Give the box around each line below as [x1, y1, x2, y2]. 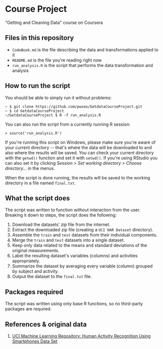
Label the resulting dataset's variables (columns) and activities [12, 253, 138, 259]
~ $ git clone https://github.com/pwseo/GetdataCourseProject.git [5, 104, 143, 109]
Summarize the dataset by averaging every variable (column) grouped [12, 263, 153, 269]
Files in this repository [5, 34, 74, 42]
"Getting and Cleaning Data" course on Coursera [5, 20, 103, 25]
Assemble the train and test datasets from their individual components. [12, 232, 158, 238]
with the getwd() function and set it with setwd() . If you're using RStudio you [5, 155, 158, 161]
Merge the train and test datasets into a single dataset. [12, 237, 125, 243]
